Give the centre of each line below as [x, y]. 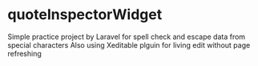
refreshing [24, 53]
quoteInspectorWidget [85, 15]
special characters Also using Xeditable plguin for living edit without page [129, 45]
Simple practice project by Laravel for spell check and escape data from [127, 37]
